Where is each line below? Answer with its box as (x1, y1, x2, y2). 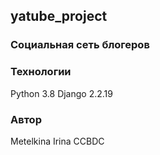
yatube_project (10, 8, 108, 25)
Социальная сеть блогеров (10, 38, 150, 52)
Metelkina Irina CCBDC (10, 135, 105, 147)
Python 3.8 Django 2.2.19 (10, 87, 113, 99)
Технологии (10, 65, 72, 79)
